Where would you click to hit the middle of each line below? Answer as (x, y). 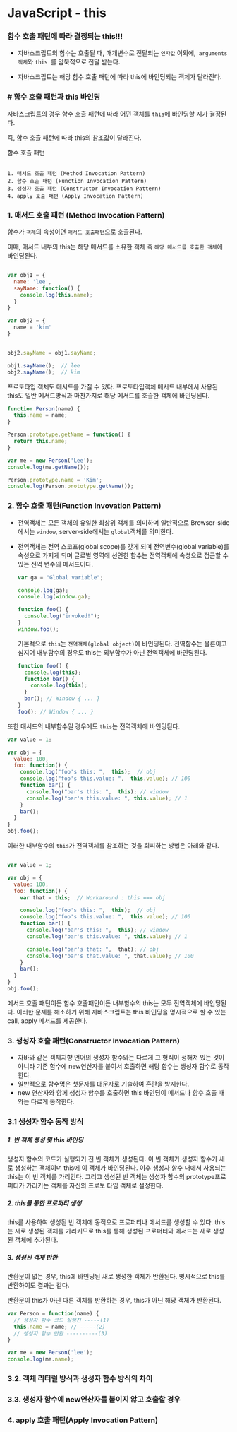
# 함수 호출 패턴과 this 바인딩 (54, 97)
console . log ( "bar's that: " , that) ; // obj (92, 949)
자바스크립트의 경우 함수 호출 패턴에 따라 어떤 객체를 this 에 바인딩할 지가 (108, 114)
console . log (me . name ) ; (41, 1359)
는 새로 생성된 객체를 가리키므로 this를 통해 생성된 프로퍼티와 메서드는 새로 (109, 1231)
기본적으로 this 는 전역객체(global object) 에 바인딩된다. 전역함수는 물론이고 (122, 644)
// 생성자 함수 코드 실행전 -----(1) (62, 1320)
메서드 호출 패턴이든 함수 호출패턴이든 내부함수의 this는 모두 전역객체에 (105, 1003)
